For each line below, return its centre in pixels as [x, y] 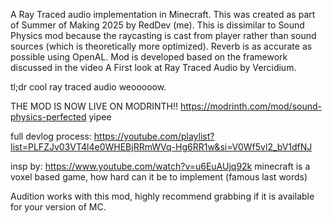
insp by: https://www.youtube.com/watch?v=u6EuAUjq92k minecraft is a [160, 166]
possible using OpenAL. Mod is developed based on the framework [149, 57]
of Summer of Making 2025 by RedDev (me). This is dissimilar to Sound [157, 25]
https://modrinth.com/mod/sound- [250, 106]
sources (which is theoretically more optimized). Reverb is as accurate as [161, 46]
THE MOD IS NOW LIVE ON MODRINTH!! [94, 106]
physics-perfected [48, 117]
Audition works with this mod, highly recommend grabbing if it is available [162, 196]
